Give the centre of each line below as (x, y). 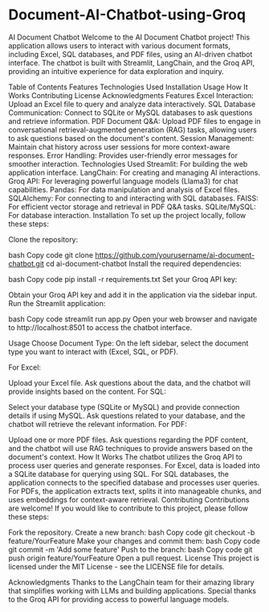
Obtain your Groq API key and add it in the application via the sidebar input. (133, 295)
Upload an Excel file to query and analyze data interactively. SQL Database (132, 104)
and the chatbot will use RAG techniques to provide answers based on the (130, 448)
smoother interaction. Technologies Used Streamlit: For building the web (128, 163)
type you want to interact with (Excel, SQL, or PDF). (94, 351)
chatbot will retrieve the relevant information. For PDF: (98, 424)
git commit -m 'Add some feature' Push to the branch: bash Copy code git (130, 549)
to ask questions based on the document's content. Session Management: (131, 138)
